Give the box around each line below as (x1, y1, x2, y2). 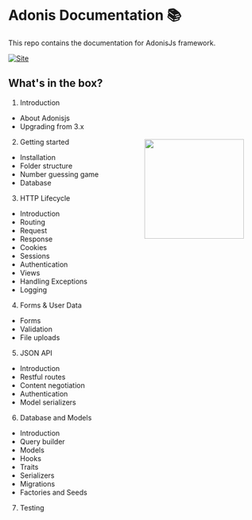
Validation (19, 324, 53, 334)
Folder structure (19, 161, 73, 170)
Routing (19, 217, 46, 227)
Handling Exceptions (19, 276, 87, 286)
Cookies (19, 242, 48, 252)
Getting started (19, 137, 70, 147)
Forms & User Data (19, 300, 82, 310)
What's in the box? (8, 76, 103, 90)
